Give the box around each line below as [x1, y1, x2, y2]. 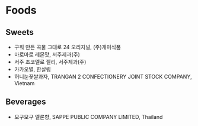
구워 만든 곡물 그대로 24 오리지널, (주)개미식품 [14, 44, 121, 50]
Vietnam [14, 80, 35, 86]
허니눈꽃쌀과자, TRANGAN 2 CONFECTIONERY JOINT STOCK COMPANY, [14, 73, 192, 80]
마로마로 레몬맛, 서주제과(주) [14, 51, 81, 58]
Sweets [5, 27, 34, 37]
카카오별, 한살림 [14, 66, 51, 73]
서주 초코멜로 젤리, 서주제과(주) [14, 59, 87, 65]
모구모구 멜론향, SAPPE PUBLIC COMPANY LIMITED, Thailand [14, 113, 163, 120]
